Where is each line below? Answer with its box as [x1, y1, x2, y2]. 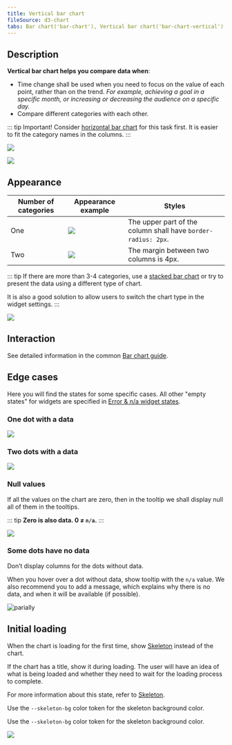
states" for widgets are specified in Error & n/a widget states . [7, 397, 181, 405]
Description [7, 48, 59, 60]
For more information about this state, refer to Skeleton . [7, 690, 166, 699]
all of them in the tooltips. [7, 502, 79, 511]
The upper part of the [128, 217, 198, 227]
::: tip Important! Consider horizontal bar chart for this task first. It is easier [7, 123, 219, 131]
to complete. [7, 677, 43, 685]
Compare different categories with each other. [17, 110, 149, 118]
